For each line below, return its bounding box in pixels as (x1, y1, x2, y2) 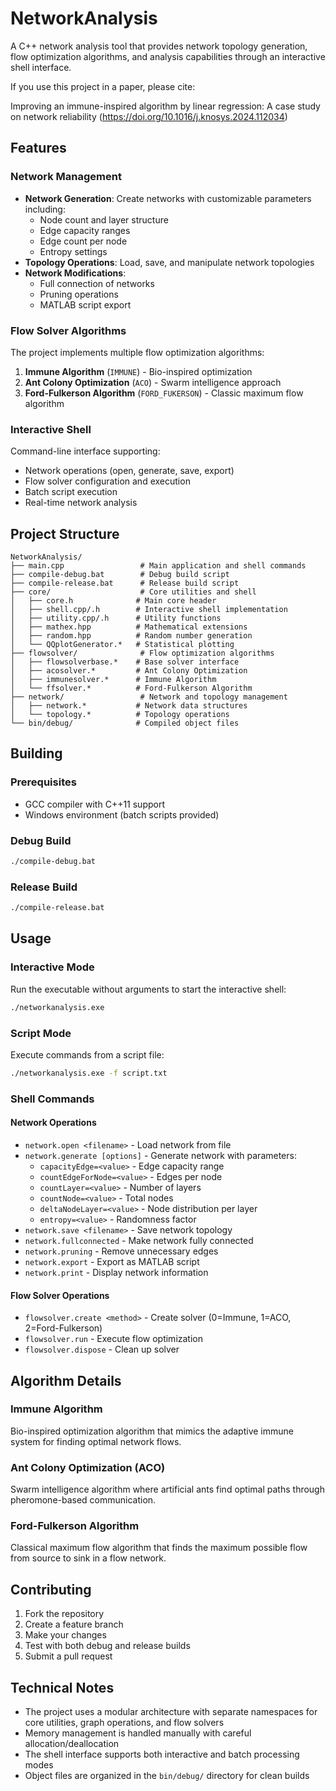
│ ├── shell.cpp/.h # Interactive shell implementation (10, 605, 288, 615)
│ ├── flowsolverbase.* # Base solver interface (10, 657, 240, 667)
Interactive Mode (10, 960, 95, 974)
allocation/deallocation (24, 1738, 120, 1750)
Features (10, 140, 67, 157)
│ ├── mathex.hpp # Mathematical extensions (10, 622, 248, 632)
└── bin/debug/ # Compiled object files (10, 718, 240, 729)
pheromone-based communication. (10, 1494, 157, 1506)
